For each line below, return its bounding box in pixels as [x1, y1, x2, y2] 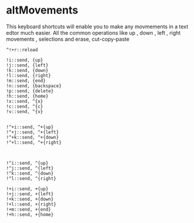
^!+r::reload [6, 46, 38, 53]
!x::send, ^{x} [6, 98, 44, 104]
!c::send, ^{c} [6, 104, 44, 109]
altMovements [6, 4, 78, 17]
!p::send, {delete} [6, 88, 54, 94]
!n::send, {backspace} [6, 83, 62, 89]
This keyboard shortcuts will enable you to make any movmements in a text [6, 23, 189, 30]
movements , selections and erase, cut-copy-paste [6, 35, 130, 42]
